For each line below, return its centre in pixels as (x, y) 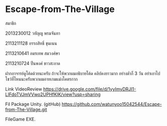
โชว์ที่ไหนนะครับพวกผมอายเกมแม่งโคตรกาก (41, 79)
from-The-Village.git (26, 109)
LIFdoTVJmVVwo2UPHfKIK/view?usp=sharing (53, 94)
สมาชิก (11, 23)
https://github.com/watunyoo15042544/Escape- (112, 104)
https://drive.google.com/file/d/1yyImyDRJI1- (90, 89)
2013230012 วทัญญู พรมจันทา (33, 33)
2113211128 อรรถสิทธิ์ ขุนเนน (31, 43)
